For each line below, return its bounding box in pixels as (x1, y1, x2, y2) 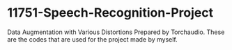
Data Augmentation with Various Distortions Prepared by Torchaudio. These (7, 28, 225, 36)
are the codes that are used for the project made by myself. (7, 35, 178, 43)
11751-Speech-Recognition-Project (7, 5, 214, 21)
